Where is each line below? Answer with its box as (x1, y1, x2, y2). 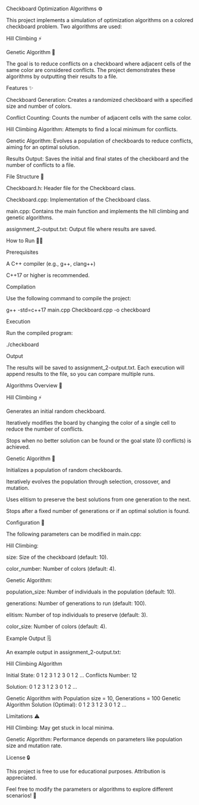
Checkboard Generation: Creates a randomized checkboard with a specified (6, 97, 193, 103)
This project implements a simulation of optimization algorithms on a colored (6, 17, 194, 23)
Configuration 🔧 (6, 519, 45, 526)
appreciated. (6, 774, 37, 781)
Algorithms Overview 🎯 (6, 382, 62, 389)
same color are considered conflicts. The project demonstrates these (6, 67, 176, 73)
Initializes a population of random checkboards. (6, 467, 123, 473)
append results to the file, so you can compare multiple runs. (6, 371, 155, 377)
